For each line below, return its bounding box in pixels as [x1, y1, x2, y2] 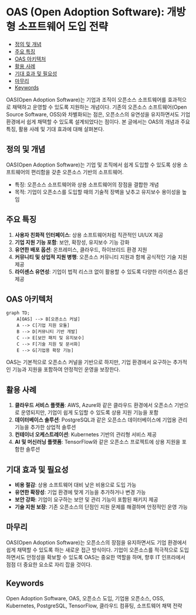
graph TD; [6, 310, 31, 316]
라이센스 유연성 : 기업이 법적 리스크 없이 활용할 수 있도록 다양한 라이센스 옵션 [14, 268, 188, 275]
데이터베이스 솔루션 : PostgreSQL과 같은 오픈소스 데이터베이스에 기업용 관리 [14, 416, 188, 423]
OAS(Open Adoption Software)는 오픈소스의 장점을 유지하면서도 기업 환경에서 [6, 539, 187, 546]
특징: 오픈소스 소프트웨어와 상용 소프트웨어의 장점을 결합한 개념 [14, 181, 160, 188]
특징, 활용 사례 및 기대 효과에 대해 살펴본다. [6, 125, 104, 132]
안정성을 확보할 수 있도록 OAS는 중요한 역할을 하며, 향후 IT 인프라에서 [26, 553, 186, 560]
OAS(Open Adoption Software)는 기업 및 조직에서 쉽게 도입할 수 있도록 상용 [6, 161, 182, 168]
